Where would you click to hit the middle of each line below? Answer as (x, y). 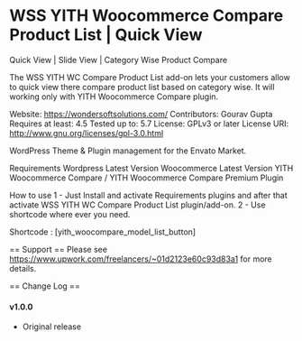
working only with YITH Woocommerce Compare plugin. (114, 97)
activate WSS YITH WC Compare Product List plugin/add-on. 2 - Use (137, 205)
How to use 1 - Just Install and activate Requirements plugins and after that (149, 195)
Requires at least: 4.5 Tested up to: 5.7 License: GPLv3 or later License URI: (149, 124)
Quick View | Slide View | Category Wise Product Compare (119, 60)
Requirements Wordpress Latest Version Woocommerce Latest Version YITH (151, 168)
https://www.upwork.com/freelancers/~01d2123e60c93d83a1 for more (141, 259)
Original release (52, 327)
